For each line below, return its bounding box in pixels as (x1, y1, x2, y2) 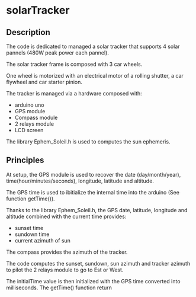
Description (6, 27, 50, 37)
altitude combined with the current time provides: (6, 213, 127, 220)
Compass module (14, 114, 58, 121)
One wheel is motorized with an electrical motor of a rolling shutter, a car (6, 72, 184, 79)
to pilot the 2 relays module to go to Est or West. (6, 266, 124, 273)
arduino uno (14, 101, 44, 108)
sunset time (14, 224, 44, 231)
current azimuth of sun (14, 237, 71, 244)
